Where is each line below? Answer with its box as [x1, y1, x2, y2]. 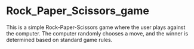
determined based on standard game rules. [6, 36, 113, 43]
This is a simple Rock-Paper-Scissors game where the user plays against [6, 24, 186, 31]
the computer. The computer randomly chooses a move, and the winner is [6, 30, 189, 37]
